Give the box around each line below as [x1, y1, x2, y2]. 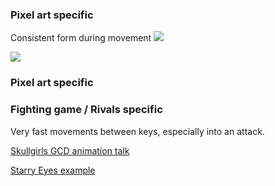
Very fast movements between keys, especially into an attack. [10, 125, 265, 137]
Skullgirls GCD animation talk [10, 144, 130, 157]
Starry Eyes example [10, 164, 96, 176]
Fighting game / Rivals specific [10, 103, 163, 117]
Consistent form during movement [10, 32, 152, 44]
